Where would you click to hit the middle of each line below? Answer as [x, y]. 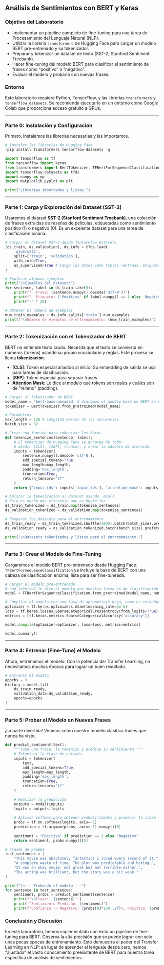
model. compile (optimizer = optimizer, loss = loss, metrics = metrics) [73, 624]
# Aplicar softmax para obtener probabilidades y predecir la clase [85, 818]
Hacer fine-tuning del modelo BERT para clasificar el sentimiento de [81, 64]
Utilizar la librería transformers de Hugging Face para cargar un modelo [84, 43]
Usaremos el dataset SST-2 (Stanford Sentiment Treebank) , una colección [81, 218]
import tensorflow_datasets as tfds [42, 172]
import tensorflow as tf [30, 159]
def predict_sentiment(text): [36, 745]
